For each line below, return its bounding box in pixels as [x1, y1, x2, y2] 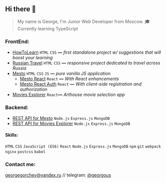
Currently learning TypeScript [17, 25, 79, 31]
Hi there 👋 [5, 5, 36, 13]
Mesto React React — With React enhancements [19, 76, 119, 82]
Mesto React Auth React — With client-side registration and [19, 81, 142, 87]
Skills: [5, 132, 18, 138]
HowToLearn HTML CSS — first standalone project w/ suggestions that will [12, 49, 162, 55]
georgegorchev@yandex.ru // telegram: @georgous [5, 172, 111, 178]
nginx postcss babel [5, 149, 46, 154]
